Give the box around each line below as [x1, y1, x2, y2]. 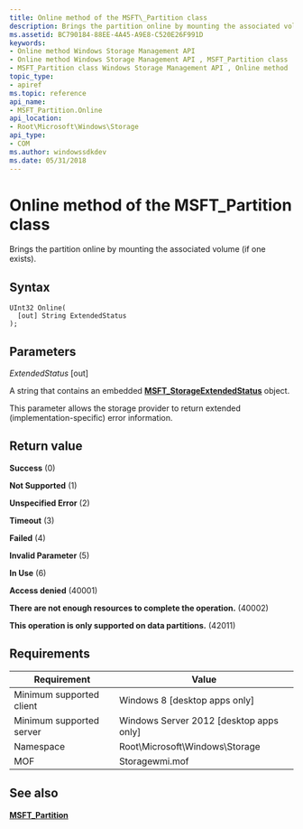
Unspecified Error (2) [9, 498, 90, 508]
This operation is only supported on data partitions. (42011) [9, 619, 236, 630]
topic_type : [9, 72, 54, 81]
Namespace [14, 740, 66, 752]
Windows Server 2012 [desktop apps [118, 714, 280, 727]
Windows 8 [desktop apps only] [118, 694, 255, 706]
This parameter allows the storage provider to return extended [9, 403, 241, 414]
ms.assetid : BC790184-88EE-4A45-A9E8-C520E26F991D [9, 30, 204, 39]
